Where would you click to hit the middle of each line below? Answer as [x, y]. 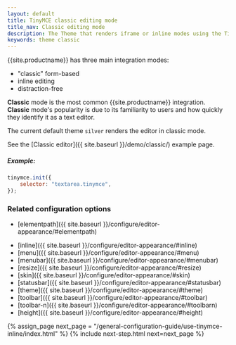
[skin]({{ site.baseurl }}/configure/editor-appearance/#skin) [104, 275]
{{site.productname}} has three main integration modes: [88, 60]
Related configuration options [59, 208]
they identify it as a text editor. [51, 118]
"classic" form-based [48, 74]
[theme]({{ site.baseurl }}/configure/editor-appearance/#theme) [110, 290]
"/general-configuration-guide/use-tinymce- [158, 326]
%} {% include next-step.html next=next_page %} [132, 334]
